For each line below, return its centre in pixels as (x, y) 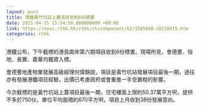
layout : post (22, 12)
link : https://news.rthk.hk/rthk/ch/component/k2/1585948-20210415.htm (97, 28)
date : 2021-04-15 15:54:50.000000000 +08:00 (63, 23)
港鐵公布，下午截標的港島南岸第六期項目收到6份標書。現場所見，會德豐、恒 (100, 52)
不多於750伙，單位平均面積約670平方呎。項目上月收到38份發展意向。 (92, 100)
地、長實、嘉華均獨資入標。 (40, 59)
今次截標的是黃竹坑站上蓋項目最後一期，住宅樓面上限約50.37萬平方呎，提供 (100, 92)
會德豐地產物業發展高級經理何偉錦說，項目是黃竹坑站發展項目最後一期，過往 (100, 72)
